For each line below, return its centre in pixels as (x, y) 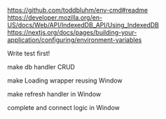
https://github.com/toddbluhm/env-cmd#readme (78, 10)
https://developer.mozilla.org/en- (55, 17)
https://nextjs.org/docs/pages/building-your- (72, 32)
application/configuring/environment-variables (75, 40)
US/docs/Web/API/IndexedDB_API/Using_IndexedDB (83, 25)
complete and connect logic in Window (64, 107)
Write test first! (29, 53)
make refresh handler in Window (54, 94)
